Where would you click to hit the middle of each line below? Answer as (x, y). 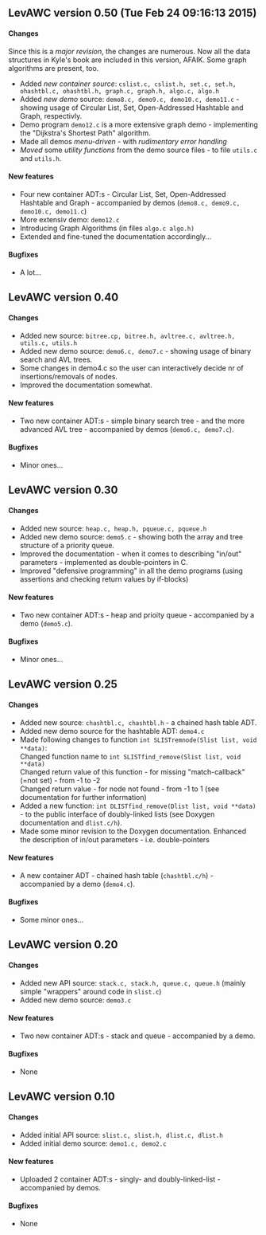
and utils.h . (40, 158)
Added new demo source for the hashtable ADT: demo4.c (112, 731)
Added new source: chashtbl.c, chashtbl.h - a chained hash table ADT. (138, 722)
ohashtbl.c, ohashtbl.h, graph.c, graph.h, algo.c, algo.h (120, 91)
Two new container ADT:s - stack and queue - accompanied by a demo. (137, 1036)
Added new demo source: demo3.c (75, 1000)
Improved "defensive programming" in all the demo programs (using (131, 570)
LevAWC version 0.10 (62, 1097)
